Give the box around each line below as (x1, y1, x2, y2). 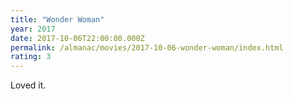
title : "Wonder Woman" (10, 14, 105, 25)
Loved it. (10, 79, 47, 91)
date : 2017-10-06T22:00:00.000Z (10, 33, 145, 43)
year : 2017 (10, 24, 56, 34)
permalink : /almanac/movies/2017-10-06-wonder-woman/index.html (10, 42, 284, 53)
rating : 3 (10, 52, 52, 62)
